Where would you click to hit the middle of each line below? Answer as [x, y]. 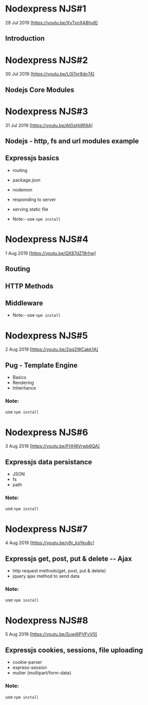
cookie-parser [27, 662]
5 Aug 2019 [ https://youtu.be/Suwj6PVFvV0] [51, 634]
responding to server [34, 199]
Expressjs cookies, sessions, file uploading [74, 650]
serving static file [30, 209]
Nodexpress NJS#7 [46, 529]
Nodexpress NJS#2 [47, 60]
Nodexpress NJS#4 [47, 239]
